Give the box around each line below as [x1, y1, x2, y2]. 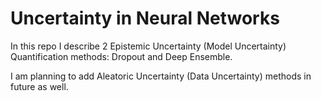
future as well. [10, 80, 69, 92]
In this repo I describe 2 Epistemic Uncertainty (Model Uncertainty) [10, 40, 287, 52]
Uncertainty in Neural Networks [10, 7, 280, 30]
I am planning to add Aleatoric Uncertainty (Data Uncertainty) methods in [10, 70, 312, 82]
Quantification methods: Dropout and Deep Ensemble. [10, 50, 233, 62]
